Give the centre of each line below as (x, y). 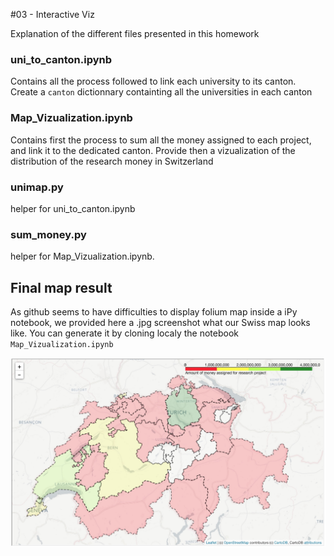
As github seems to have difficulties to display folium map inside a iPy (154, 312)
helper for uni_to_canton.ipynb (73, 208)
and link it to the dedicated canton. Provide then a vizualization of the (153, 150)
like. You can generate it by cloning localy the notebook (124, 333)
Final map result (61, 287)
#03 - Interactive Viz (52, 14)
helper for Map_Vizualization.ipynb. (82, 256)
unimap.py (37, 187)
